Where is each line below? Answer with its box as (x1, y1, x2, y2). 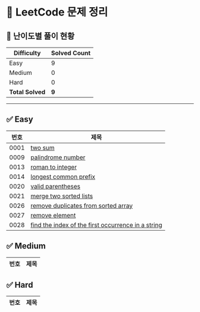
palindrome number (30, 153, 86, 161)
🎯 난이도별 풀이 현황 (6, 31, 75, 41)
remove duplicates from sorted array (30, 201, 133, 210)
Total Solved (9, 88, 46, 96)
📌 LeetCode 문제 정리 (6, 5, 108, 19)
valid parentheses (30, 182, 80, 190)
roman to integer (30, 163, 77, 171)
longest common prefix (30, 172, 96, 181)
